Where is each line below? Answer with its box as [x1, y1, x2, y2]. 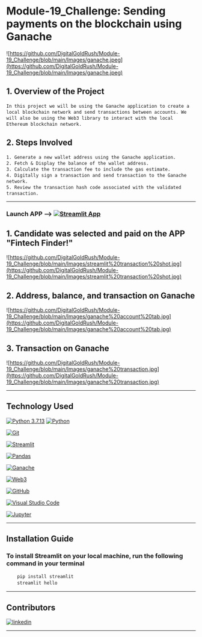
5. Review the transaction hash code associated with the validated [6, 184, 182, 190]
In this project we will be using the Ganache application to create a [6, 103, 189, 109]
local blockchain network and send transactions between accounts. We [6, 109, 187, 115]
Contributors [6, 602, 56, 612]
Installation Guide [6, 534, 74, 544]
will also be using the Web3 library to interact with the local [6, 115, 173, 121]
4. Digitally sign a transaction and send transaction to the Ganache [6, 172, 187, 178]
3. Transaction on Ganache [6, 343, 109, 353]
